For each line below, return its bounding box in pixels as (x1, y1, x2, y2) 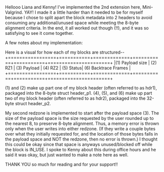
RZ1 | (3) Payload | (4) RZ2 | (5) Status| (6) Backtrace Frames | (5, 65, 131, 71)
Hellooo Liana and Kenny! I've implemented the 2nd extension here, (5, 4, 141, 10)
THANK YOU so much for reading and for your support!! (5, 162, 118, 167)
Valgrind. (5, 9, 23, 15)
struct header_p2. (15, 101, 51, 106)
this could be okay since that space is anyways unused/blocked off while (5, 142, 153, 147)
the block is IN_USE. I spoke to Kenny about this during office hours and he (5, 147, 157, 152)
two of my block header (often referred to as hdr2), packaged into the (5, 95, 146, 101)
